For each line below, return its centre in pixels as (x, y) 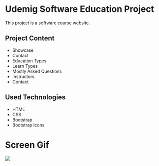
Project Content (30, 38)
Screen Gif (27, 145)
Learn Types (25, 66)
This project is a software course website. (48, 23)
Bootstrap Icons (28, 125)
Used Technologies (35, 97)
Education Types (29, 61)
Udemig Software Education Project (79, 9)
